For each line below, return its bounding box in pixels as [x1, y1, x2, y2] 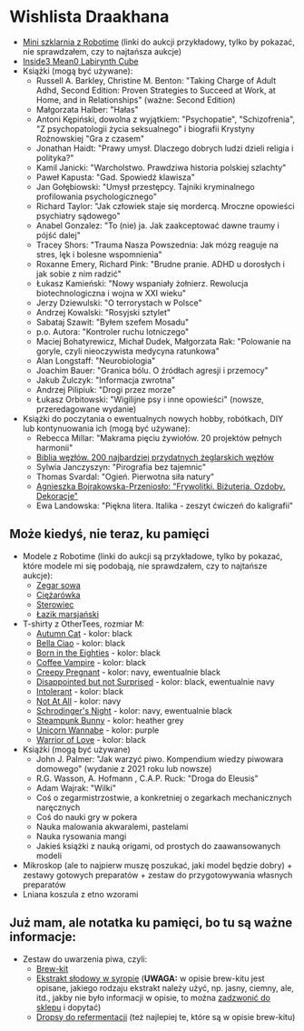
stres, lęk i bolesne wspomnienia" [35, 248, 162, 260]
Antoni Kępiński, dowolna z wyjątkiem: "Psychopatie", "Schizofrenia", [35, 114, 296, 125]
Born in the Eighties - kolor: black [35, 647, 162, 658]
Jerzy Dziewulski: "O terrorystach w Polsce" [35, 297, 202, 308]
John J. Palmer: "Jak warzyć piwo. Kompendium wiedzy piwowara [35, 753, 284, 765]
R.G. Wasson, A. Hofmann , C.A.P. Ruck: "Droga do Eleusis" [35, 773, 259, 784]
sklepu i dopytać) [35, 1002, 102, 1013]
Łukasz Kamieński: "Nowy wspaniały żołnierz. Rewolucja [35, 277, 249, 288]
